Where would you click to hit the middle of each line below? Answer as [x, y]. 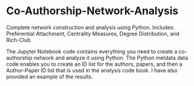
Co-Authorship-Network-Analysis [92, 11]
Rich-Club [18, 40]
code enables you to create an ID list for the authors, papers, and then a [94, 64]
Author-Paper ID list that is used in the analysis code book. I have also [92, 70]
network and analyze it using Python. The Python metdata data [111, 58]
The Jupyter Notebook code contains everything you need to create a [92, 51]
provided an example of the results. [50, 77]
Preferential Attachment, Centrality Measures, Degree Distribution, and [93, 33]
